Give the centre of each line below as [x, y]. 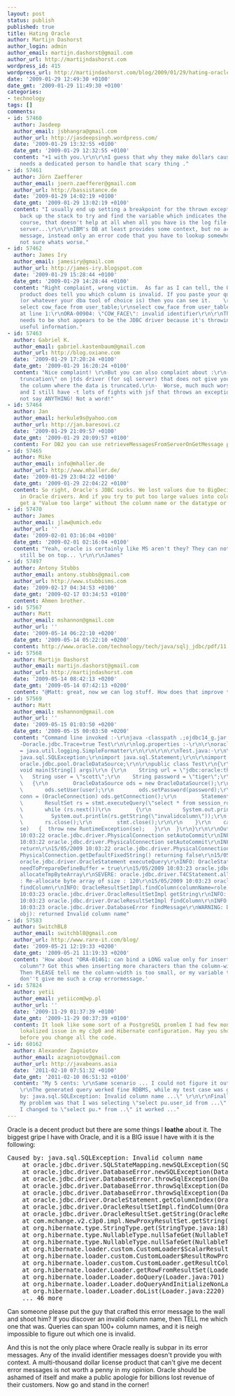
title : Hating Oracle [39, 33]
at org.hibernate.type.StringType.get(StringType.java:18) [125, 1228]
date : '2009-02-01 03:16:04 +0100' [65, 535]
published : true [31, 27]
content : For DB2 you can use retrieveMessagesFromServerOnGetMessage [119, 444]
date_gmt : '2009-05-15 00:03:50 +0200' [72, 731]
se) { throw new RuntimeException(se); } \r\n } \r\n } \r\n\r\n [120, 829]
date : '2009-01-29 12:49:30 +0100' [59, 79]
